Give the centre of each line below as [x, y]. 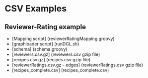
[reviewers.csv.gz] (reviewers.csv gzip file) [56, 54]
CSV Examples [36, 9]
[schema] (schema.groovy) [39, 49]
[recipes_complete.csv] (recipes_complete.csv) [60, 70]
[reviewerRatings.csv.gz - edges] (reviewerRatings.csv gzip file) [77, 65]
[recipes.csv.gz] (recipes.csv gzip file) [51, 59]
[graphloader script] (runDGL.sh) [45, 44]
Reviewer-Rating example [45, 27]
